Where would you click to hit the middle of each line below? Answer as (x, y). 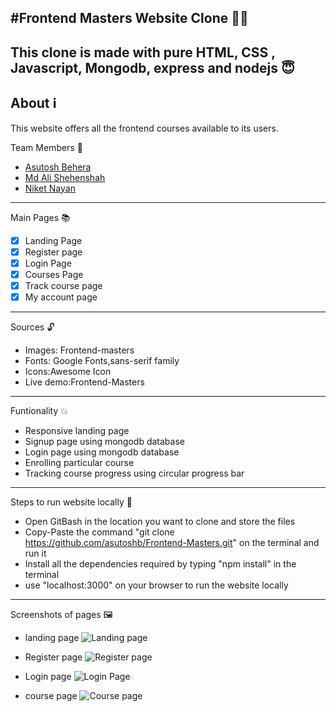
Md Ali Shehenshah (65, 177)
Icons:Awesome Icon (68, 371)
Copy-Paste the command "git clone (99, 532)
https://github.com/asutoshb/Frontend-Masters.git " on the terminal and (172, 542)
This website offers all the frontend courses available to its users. (144, 128)
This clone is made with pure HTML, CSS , (143, 52)
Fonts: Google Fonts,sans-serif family (102, 360)
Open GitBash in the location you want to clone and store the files (160, 521)
